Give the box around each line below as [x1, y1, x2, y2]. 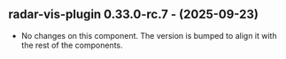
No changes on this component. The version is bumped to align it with [20, 30, 277, 41]
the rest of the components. [20, 40, 123, 50]
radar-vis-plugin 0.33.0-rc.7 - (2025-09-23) [8, 7, 259, 22]
